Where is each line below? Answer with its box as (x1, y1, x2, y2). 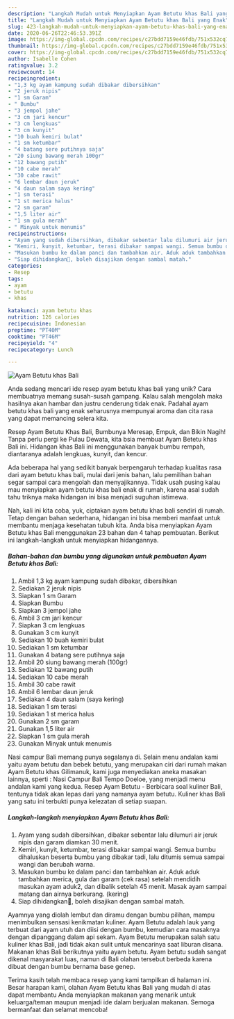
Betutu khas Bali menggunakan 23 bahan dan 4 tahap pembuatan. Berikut (8, 529, 219, 537)
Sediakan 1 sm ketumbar (17, 643, 89, 652)
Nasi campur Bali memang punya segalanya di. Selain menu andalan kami (8, 753, 219, 762)
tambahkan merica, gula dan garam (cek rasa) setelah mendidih (17, 875, 201, 883)
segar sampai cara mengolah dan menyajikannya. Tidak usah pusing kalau (8, 478, 221, 487)
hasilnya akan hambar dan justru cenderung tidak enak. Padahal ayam (8, 399, 209, 408)
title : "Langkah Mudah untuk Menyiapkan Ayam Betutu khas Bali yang (8, 17, 210, 24)
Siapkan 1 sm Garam (17, 592, 77, 600)
